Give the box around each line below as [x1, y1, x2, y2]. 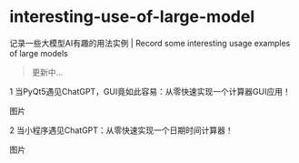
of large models [9, 47, 68, 58]
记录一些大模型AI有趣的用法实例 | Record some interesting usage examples [9, 37, 291, 48]
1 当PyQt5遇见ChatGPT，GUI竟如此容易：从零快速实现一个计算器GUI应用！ [9, 86, 291, 97]
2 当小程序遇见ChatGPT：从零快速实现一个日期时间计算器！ [9, 125, 234, 136]
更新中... [31, 66, 64, 77]
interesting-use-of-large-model [9, 6, 255, 27]
